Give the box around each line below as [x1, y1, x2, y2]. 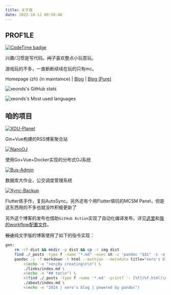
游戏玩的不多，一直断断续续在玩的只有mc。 [5, 66, 97, 72]
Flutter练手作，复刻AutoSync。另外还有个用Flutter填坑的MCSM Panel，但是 [5, 198, 164, 204]
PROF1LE [5, 31, 34, 40]
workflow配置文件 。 [9, 222, 52, 228]
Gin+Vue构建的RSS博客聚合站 [5, 136, 68, 142]
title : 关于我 [5, 7, 33, 13]
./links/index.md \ [23, 266, 65, 271]
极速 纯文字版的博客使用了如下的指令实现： [5, 232, 95, 239]
